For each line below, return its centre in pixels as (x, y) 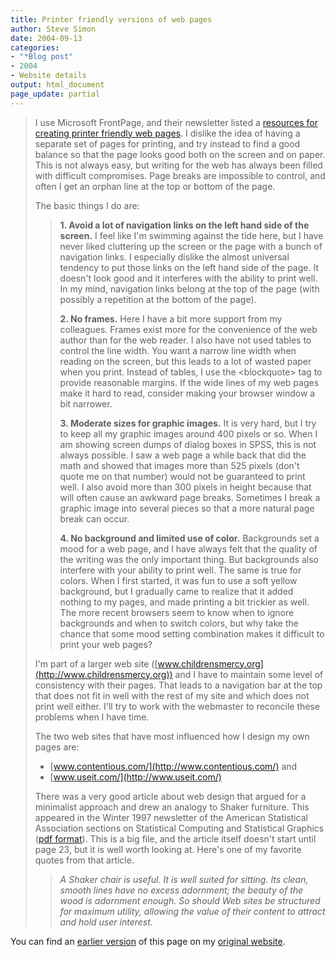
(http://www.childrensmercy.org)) (103, 674)
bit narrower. (86, 403)
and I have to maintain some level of (249, 674)
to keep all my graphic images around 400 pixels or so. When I (188, 433)
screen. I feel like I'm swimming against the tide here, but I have (191, 235)
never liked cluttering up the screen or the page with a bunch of (191, 246)
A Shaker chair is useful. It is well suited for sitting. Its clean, (184, 879)
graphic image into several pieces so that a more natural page (187, 508)
